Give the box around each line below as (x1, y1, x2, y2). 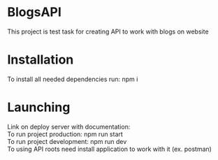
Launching (7, 99, 71, 115)
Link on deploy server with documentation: (7, 122, 131, 131)
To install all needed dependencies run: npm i (7, 75, 138, 83)
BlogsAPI (7, 4, 61, 20)
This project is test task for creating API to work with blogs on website (7, 27, 209, 36)
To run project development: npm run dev (7, 137, 127, 145)
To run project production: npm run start (7, 130, 124, 138)
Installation (7, 52, 74, 68)
